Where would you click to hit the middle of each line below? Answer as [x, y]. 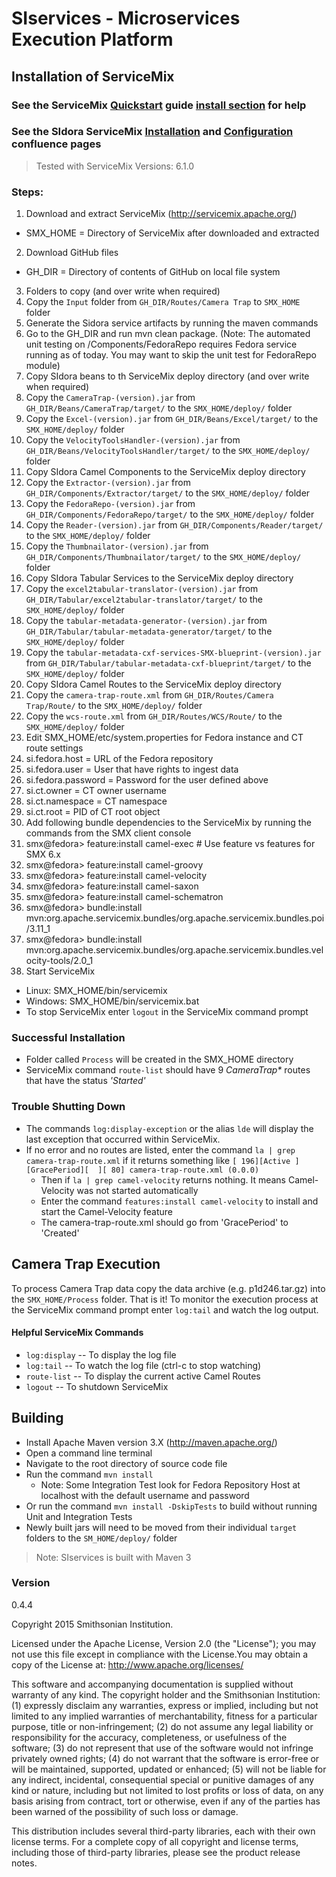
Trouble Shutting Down [68, 1107]
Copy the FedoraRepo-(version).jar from [110, 504]
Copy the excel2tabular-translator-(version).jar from [142, 589]
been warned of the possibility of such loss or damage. [125, 1811]
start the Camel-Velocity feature [107, 1211]
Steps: [27, 192]
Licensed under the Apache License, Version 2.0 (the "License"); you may [164, 1643]
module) [43, 366]
